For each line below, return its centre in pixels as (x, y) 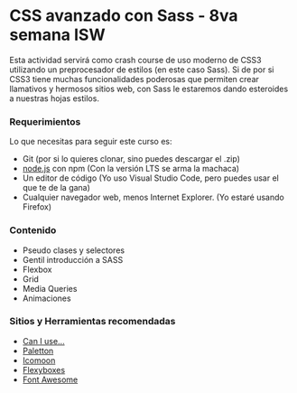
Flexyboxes (44, 370)
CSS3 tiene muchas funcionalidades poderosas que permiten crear (135, 79)
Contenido (33, 230)
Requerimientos (45, 121)
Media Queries (50, 288)
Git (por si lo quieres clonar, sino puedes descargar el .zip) (131, 159)
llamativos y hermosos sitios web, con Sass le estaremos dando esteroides (149, 89)
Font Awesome (50, 379)
